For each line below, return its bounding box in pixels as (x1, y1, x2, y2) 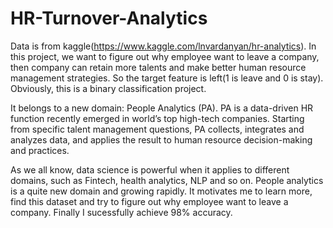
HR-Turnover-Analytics (10, 7, 208, 30)
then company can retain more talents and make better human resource (10, 61, 307, 73)
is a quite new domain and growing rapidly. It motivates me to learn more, (10, 185, 313, 197)
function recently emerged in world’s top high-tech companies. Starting (10, 112, 305, 124)
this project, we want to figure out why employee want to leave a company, (10, 50, 320, 62)
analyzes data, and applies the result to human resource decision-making (10, 133, 313, 146)
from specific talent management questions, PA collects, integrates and (10, 123, 305, 135)
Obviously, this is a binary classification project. (10, 82, 207, 94)
